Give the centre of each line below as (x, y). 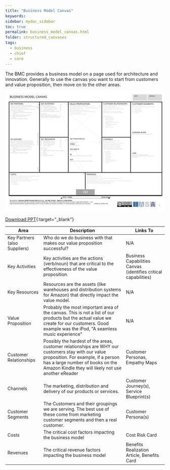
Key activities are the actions (73, 258)
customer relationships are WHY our (81, 347)
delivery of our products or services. (81, 391)
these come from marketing (72, 414)
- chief (18, 53)
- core (17, 59)
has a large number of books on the (80, 363)
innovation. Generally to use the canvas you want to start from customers (82, 79)
